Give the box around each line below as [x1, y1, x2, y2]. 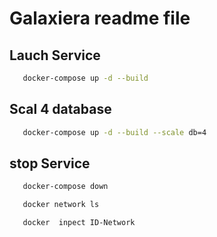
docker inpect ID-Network [22, 218, 136, 228]
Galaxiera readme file [9, 7, 191, 30]
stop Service [9, 155, 91, 172]
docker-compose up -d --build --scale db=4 [22, 127, 207, 137]
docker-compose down [22, 182, 109, 192]
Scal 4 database [9, 101, 112, 118]
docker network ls [22, 200, 100, 210]
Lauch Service [9, 47, 101, 64]
